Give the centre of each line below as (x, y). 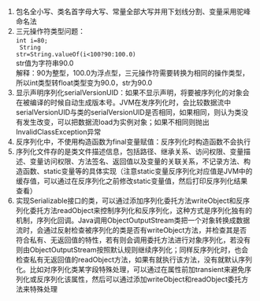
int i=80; (32, 41)
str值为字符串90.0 (45, 63)
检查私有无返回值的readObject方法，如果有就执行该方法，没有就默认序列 (134, 259)
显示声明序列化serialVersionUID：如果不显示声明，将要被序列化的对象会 (132, 92)
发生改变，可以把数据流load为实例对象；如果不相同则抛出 (116, 122)
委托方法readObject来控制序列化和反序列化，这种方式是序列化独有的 (141, 210)
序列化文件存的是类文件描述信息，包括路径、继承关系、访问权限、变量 (130, 151)
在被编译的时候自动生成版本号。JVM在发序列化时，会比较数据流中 (123, 102)
